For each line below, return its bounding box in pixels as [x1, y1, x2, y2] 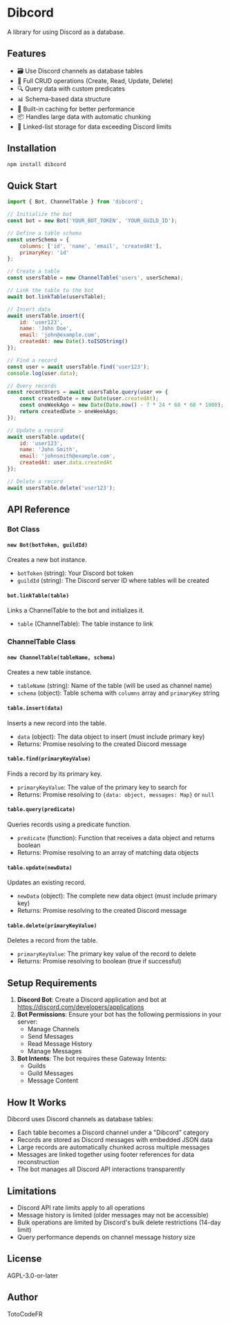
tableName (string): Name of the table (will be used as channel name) [17, 682, 213, 690]
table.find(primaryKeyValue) [7, 756, 91, 763]
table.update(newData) [7, 864, 73, 871]
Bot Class [7, 524, 40, 534]
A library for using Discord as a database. [7, 28, 126, 36]
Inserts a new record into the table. [7, 718, 107, 727]
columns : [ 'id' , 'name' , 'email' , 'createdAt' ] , [19, 242, 162, 250]
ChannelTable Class [7, 637, 76, 646]
